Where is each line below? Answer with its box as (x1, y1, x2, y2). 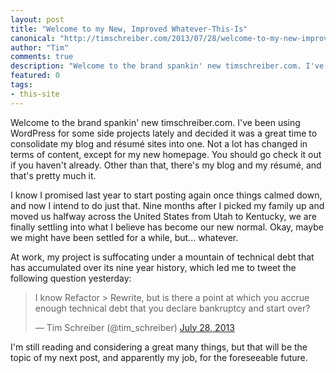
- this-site (10, 89, 60, 99)
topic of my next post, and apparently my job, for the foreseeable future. (10, 351, 308, 363)
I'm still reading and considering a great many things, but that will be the (10, 341, 308, 353)
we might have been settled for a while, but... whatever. (10, 231, 239, 243)
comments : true (10, 52, 74, 62)
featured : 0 (10, 71, 60, 81)
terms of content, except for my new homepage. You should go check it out (10, 148, 322, 160)
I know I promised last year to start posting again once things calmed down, (10, 189, 323, 201)
